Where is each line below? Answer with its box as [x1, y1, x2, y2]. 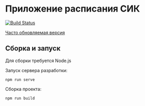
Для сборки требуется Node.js [5, 58, 72, 64]
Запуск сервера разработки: [5, 67, 68, 73]
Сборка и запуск [5, 44, 61, 53]
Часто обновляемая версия [5, 29, 65, 35]
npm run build [5, 95, 35, 101]
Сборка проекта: [5, 86, 42, 92]
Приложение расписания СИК [5, 3, 140, 15]
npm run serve [5, 77, 35, 82]
